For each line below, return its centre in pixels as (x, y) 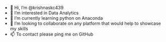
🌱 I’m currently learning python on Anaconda (56, 18)
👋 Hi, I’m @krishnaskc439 (37, 8)
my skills (19, 29)
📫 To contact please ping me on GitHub (52, 34)
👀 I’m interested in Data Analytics (44, 13)
